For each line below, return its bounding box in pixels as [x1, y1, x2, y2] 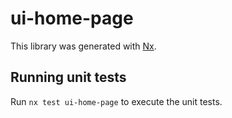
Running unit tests [10, 69, 127, 86]
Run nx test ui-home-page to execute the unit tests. [10, 95, 223, 107]
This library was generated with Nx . [10, 40, 157, 52]
